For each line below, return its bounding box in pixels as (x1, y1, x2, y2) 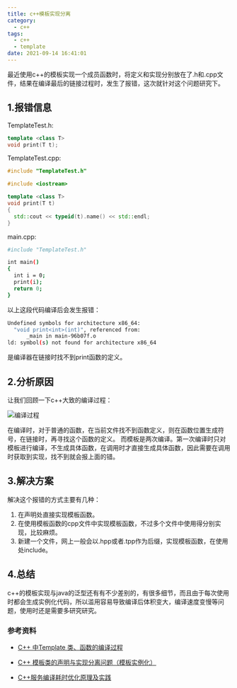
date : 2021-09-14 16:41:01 (7, 50, 87, 57)
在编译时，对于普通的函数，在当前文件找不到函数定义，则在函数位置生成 (7, 426, 218, 434)
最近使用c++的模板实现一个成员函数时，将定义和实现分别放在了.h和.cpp (7, 70, 218, 79)
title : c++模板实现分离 (7, 10, 71, 18)
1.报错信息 (7, 102, 52, 114)
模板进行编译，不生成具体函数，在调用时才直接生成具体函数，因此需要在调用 (7, 444, 231, 452)
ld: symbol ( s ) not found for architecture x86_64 (7, 339, 157, 347)
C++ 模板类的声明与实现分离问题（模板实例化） (17, 658, 157, 666)
